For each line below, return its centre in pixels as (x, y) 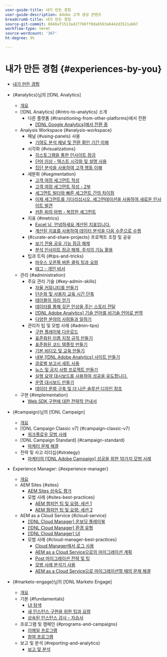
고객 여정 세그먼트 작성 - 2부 (63, 186)
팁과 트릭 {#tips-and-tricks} (56, 256)
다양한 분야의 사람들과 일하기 (63, 319)
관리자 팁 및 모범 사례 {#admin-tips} (63, 325)
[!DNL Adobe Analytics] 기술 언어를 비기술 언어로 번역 (89, 313)
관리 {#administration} (43, 275)
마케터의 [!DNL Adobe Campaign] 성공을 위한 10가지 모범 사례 (89, 459)
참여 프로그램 (40, 636)
